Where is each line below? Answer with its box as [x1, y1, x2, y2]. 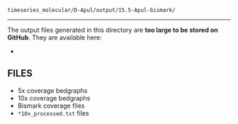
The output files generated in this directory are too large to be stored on [7, 26, 218, 34]
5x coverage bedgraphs [17, 86, 88, 95]
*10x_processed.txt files [17, 108, 90, 117]
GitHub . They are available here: [7, 33, 103, 42]
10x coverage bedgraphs [17, 94, 91, 102]
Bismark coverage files [17, 101, 85, 110]
